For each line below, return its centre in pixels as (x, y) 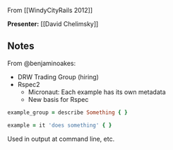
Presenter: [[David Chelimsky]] (53, 24)
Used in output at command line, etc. (61, 139)
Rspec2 (29, 84)
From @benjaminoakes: (42, 63)
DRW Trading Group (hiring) (58, 76)
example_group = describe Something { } (68, 112)
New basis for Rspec (58, 99)
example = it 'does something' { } (60, 125)
